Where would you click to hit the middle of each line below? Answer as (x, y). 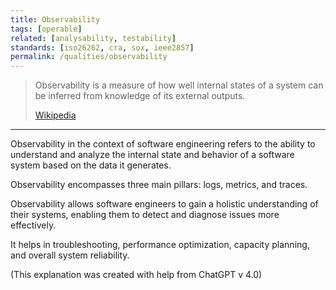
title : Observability (55, 19)
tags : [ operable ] (46, 29)
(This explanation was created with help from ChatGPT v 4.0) (136, 275)
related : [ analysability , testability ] (93, 38)
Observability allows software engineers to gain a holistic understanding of (164, 204)
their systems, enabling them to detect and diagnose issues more (145, 215)
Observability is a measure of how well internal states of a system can (179, 85)
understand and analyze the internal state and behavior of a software (152, 155)
